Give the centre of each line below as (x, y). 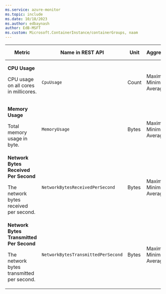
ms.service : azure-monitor (33, 10)
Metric (22, 52)
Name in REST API (82, 52)
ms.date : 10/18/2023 (26, 19)
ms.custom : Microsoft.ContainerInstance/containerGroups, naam (72, 33)
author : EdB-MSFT (23, 28)
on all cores (21, 85)
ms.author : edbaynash (27, 23)
